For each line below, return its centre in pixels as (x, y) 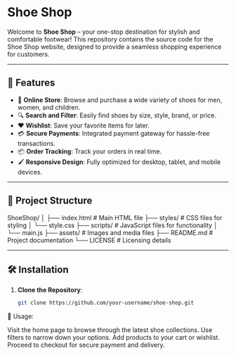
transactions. (37, 143)
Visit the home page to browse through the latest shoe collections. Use (110, 330)
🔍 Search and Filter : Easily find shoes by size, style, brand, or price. (117, 115)
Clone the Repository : (50, 290)
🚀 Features (31, 83)
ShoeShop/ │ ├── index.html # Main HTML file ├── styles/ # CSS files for (115, 217)
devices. (30, 172)
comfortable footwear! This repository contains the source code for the (110, 39)
